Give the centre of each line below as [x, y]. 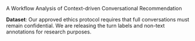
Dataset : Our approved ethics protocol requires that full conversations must [98, 19]
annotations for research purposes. [49, 32]
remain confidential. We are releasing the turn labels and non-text [85, 26]
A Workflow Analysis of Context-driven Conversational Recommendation [94, 8]
